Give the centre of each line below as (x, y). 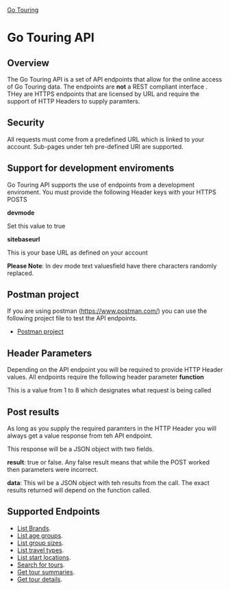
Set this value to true (36, 226)
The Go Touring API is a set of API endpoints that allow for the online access (115, 79)
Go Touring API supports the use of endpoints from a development (101, 185)
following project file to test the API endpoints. (72, 318)
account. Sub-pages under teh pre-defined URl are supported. (95, 146)
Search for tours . (41, 565)
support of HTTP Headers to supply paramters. (74, 101)
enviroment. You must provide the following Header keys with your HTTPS (112, 192)
